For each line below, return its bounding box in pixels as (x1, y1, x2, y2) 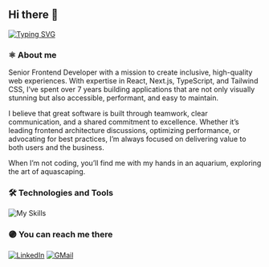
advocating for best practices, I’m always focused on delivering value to (8, 134, 247, 144)
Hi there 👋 (8, 8, 59, 22)
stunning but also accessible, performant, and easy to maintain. (8, 93, 219, 103)
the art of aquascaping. (8, 167, 86, 176)
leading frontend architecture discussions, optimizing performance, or (8, 126, 241, 136)
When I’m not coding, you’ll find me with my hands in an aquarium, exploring (8, 158, 262, 168)
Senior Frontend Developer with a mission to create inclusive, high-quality (8, 67, 253, 77)
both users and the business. (8, 143, 104, 152)
